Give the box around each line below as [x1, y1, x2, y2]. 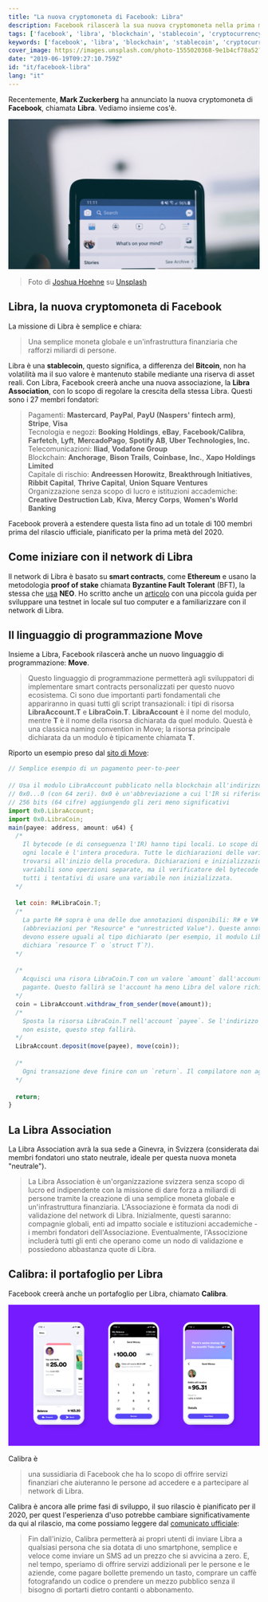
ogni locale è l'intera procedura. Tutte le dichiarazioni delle [22, 849, 245, 857]
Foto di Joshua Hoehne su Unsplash [27, 277, 148, 286]
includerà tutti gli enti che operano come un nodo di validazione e [27, 1236, 243, 1246]
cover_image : [8, 46, 52, 55]
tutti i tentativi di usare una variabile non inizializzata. [22, 874, 234, 882]
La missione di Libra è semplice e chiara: [8, 321, 142, 331]
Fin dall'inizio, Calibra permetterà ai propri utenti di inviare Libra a [27, 1534, 243, 1544]
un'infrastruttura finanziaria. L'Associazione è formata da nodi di [27, 1202, 239, 1212]
